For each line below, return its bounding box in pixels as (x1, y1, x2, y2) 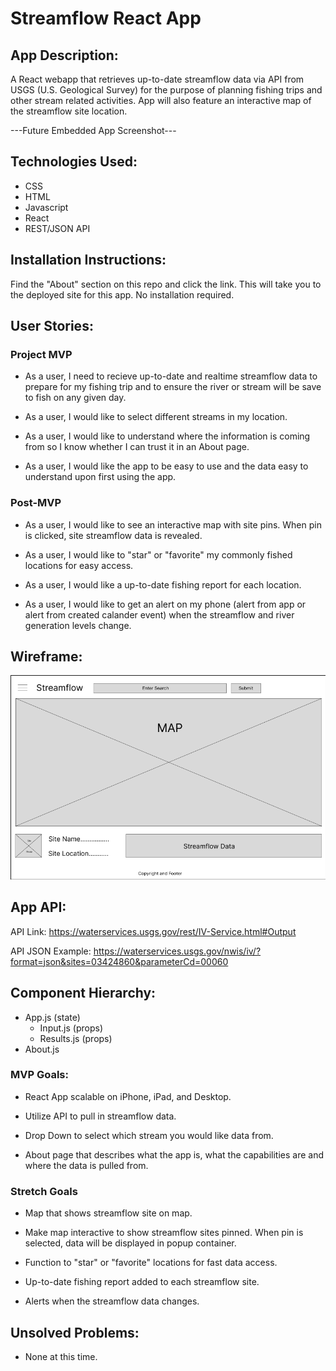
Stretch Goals (10, 1184, 78, 1198)
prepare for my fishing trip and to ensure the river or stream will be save (24, 381, 322, 393)
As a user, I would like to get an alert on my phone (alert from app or (24, 598, 307, 610)
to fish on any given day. (24, 392, 127, 404)
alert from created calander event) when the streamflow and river (24, 608, 295, 621)
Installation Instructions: (10, 252, 167, 269)
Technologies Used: (10, 153, 138, 171)
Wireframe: (10, 648, 83, 665)
